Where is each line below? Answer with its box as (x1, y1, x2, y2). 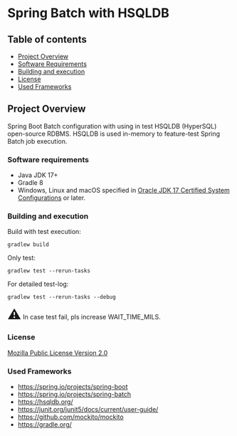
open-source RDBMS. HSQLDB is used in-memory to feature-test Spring (7, 129, 221, 138)
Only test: (7, 254, 36, 262)
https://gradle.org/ (17, 420, 73, 428)
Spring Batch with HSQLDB (7, 5, 169, 21)
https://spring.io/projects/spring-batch (17, 390, 132, 398)
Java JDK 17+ (17, 171, 58, 179)
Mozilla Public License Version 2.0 (7, 349, 108, 357)
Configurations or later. (17, 193, 86, 202)
